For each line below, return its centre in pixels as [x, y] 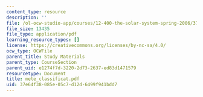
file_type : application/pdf [42, 34]
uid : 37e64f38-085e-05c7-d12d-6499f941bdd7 [62, 85]
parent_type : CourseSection [42, 62]
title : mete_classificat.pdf [43, 79]
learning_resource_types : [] [43, 40]
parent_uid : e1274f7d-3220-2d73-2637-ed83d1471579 [71, 68]
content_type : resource [36, 12]
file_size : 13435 [28, 29]
